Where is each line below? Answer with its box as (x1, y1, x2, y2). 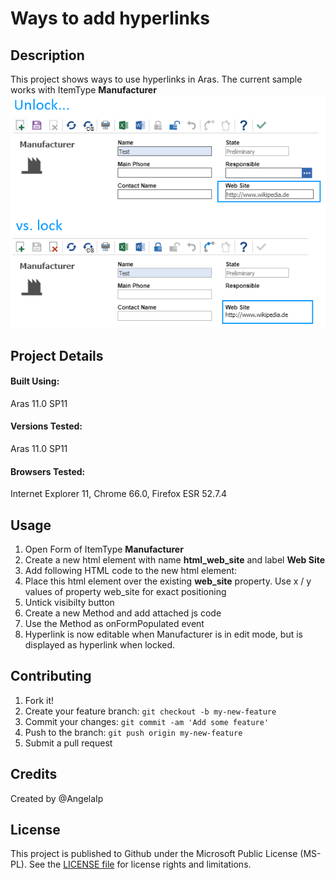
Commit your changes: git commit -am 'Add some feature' (24, 715, 270, 727)
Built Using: (10, 375, 60, 387)
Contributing (10, 668, 92, 685)
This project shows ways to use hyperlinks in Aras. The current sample (10, 73, 303, 85)
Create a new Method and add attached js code (24, 607, 222, 619)
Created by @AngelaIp (10, 792, 104, 804)
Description (10, 47, 85, 64)
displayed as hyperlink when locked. (24, 638, 176, 651)
